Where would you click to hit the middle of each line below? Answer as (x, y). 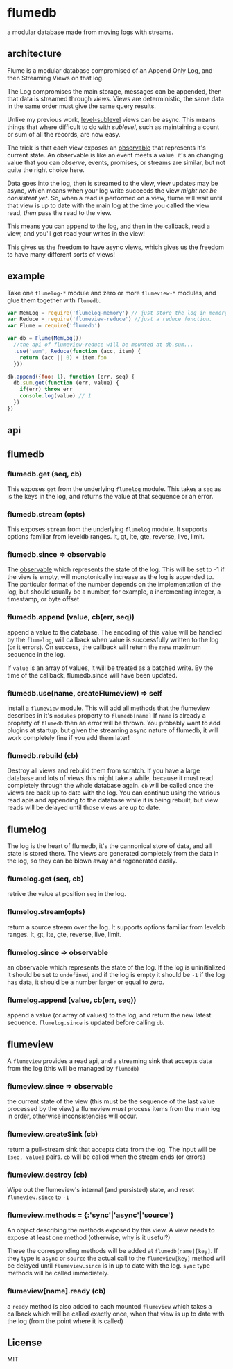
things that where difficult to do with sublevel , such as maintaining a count (113, 127)
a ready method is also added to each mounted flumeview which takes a (110, 1306)
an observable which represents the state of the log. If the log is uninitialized (116, 967)
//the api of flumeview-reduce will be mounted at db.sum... (104, 345)
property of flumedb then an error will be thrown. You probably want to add (114, 723)
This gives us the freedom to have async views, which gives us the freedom (115, 247)
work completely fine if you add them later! (69, 738)
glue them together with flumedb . (54, 300)
